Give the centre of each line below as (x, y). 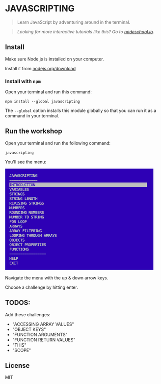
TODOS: (18, 303)
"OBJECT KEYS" (29, 329)
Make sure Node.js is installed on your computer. (54, 59)
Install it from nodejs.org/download (40, 68)
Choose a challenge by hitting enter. (42, 287)
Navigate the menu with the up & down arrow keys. (57, 277)
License (17, 366)
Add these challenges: (28, 314)
